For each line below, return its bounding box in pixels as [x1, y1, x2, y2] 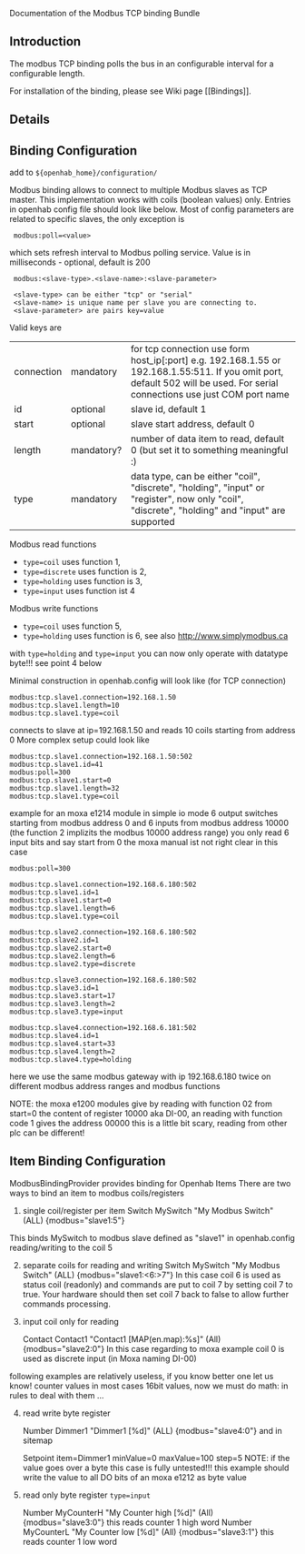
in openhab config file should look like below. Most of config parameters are [9, 204, 295, 215]
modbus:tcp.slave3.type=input [9, 1007, 124, 1017]
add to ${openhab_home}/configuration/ [9, 167, 158, 178]
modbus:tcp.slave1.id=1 [9, 888, 100, 897]
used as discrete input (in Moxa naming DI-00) [22, 1353, 197, 1364]
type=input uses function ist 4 [22, 586, 136, 597]
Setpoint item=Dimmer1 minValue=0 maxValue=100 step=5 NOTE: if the [22, 1452, 290, 1463]
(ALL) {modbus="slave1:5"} [22, 1215, 125, 1226]
